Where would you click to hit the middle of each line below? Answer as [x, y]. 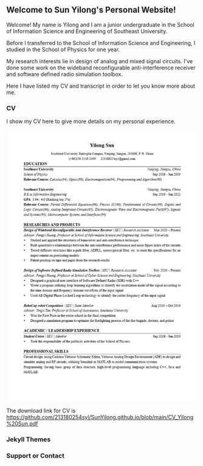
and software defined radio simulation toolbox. [65, 74]
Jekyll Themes [29, 439]
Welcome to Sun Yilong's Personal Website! [91, 10]
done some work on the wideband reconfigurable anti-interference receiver [101, 68]
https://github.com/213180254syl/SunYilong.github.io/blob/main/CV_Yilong [100, 417]
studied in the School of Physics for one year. [63, 49]
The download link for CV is [41, 411]
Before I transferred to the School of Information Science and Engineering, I [101, 43]
